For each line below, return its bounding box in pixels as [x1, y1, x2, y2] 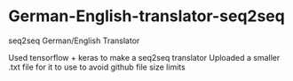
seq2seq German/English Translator [8, 35, 140, 46]
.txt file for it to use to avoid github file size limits [8, 62, 186, 72]
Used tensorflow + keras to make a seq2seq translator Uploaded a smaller [8, 52, 281, 63]
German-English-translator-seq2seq [8, 6, 285, 26]
